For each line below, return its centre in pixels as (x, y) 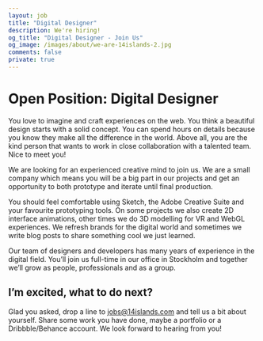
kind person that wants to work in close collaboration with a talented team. (130, 146)
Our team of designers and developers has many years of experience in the (131, 251)
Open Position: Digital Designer (114, 99)
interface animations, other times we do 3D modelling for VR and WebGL (127, 218)
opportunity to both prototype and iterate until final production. (111, 186)
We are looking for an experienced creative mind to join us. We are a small (130, 169)
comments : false (35, 52)
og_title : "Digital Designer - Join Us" (76, 38)
